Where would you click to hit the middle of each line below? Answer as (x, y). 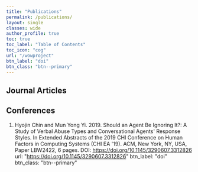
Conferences (31, 111)
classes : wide (24, 28)
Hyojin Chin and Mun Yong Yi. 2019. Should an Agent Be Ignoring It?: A (101, 125)
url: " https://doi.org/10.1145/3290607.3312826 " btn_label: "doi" (91, 156)
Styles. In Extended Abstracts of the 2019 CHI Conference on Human (99, 137)
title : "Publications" (34, 12)
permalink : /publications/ (39, 17)
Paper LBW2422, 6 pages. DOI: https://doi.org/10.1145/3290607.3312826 (103, 150)
